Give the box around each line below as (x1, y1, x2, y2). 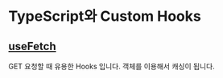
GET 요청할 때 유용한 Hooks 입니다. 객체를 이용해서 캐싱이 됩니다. (8, 61, 215, 71)
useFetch (8, 39, 56, 53)
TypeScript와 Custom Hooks (8, 7, 201, 25)
